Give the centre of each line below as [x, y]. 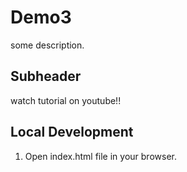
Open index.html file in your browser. [100, 156]
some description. [47, 45]
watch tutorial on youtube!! [66, 100]
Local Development [72, 132]
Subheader [46, 76]
